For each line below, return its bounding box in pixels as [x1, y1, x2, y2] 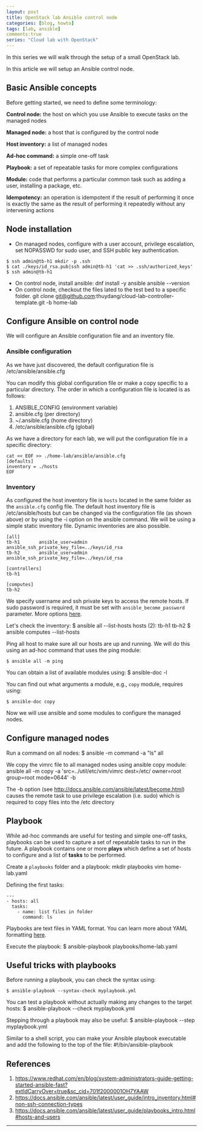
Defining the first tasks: [6, 881, 65, 888]
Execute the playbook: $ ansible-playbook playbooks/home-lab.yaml [6, 943, 178, 950]
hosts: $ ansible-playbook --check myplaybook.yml [6, 1005, 135, 1012]
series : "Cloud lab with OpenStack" [6, 37, 98, 43]
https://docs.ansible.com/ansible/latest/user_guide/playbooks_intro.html [14, 1107, 196, 1114]
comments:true [6, 31, 42, 37]
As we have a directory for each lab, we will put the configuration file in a [6, 435, 188, 442]
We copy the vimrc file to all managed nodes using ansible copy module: [6, 761, 187, 768]
